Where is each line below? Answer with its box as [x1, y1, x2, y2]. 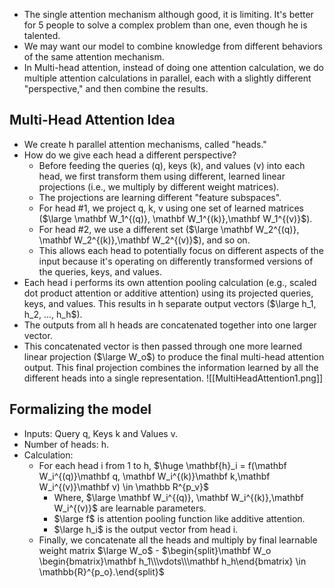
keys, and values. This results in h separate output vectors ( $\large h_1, [23, 297, 317, 309]
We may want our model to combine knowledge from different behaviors [23, 40, 323, 52]
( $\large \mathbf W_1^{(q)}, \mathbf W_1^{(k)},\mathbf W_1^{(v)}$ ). [38, 212, 313, 224]
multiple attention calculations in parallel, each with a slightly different [23, 72, 312, 84]
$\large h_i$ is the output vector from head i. [53, 523, 239, 535]
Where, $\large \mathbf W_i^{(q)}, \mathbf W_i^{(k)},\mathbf [53, 491, 304, 503]
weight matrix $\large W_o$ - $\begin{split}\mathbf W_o [38, 544, 272, 556]
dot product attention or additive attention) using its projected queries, [23, 287, 314, 299]
